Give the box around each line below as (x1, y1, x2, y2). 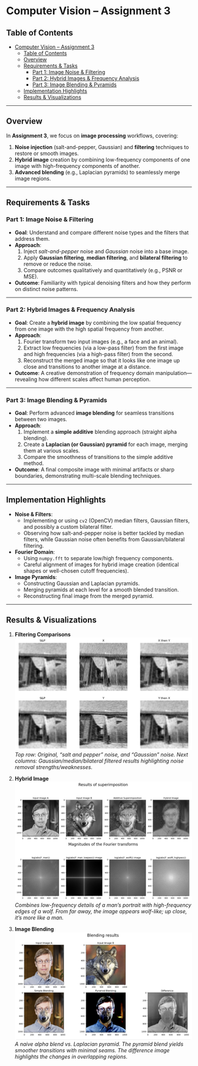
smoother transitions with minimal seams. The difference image (14, 1047, 170, 1054)
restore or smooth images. (14, 150, 79, 157)
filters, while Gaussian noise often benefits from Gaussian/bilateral (23, 535, 185, 542)
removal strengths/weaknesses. (14, 764, 93, 770)
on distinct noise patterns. (14, 285, 78, 292)
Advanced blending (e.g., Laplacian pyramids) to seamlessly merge (14, 169, 180, 176)
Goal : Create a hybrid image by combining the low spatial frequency (14, 319, 181, 326)
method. (23, 460, 44, 467)
